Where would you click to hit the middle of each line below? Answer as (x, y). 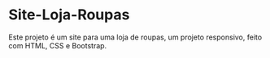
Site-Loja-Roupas (69, 15)
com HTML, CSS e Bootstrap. (58, 45)
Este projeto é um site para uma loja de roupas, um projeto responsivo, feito (135, 37)
